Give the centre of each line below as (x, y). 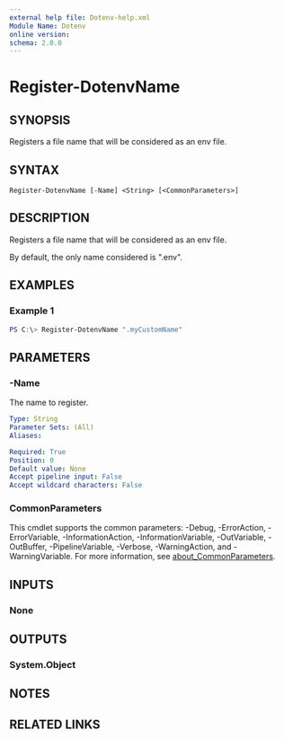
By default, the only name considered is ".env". (96, 257)
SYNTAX (35, 170)
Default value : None (48, 469)
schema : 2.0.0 (36, 43)
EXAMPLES (42, 285)
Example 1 (32, 311)
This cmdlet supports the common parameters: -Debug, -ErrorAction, (138, 528)
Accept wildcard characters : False (76, 486)
